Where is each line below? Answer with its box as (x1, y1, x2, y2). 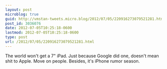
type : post (5, 35, 28, 40)
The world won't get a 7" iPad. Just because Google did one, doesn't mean (5, 53, 159, 59)
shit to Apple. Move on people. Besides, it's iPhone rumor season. (5, 58, 140, 64)
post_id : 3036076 (5, 21, 41, 26)
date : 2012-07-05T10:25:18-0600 (5, 26, 72, 31)
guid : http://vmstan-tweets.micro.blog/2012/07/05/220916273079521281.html (5, 16, 166, 21)
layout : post (5, 7, 32, 12)
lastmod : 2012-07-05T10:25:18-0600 (5, 30, 79, 35)
